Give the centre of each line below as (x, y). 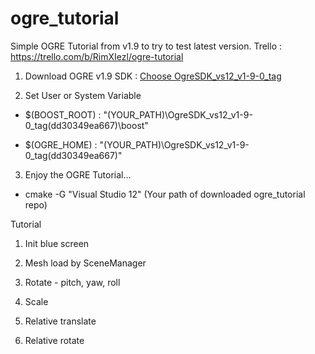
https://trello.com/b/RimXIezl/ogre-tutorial (97, 56)
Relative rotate (54, 340)
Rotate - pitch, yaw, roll (72, 282)
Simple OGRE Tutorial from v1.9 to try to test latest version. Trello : (146, 46)
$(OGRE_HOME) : (61, 144)
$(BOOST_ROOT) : (63, 114)
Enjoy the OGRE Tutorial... (78, 174)
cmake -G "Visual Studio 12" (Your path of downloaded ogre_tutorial (165, 194)
